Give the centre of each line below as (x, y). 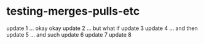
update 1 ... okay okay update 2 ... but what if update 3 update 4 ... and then (102, 28)
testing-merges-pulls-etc (73, 11)
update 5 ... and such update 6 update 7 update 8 (69, 34)
